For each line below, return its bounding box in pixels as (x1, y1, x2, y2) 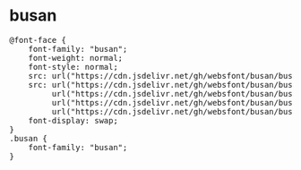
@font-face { (9, 35, 67, 45)
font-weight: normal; (28, 53, 124, 63)
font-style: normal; (28, 62, 118, 72)
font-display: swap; (28, 115, 118, 125)
